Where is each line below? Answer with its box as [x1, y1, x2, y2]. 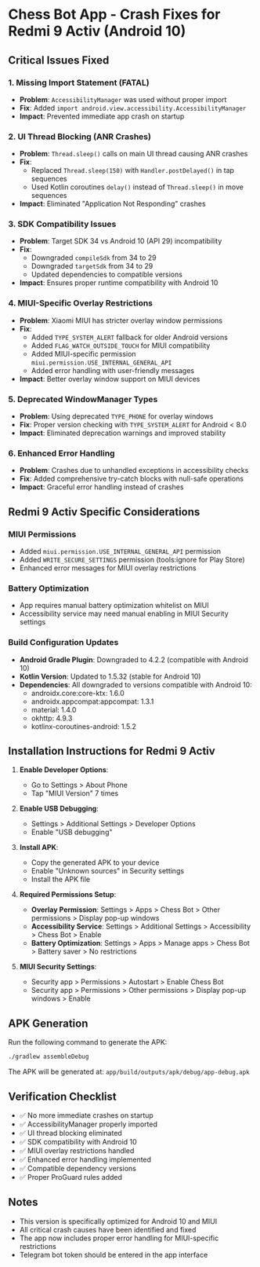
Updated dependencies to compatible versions [31, 269, 182, 280]
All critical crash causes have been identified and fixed [19, 1225, 197, 1234]
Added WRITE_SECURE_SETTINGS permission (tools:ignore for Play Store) [19, 555, 245, 565]
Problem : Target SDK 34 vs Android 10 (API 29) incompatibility [19, 236, 222, 246]
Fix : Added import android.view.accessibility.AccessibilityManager [19, 103, 247, 112]
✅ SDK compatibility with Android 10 [19, 1137, 137, 1146]
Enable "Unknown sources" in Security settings [31, 866, 185, 876]
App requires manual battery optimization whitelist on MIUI [19, 601, 209, 610]
